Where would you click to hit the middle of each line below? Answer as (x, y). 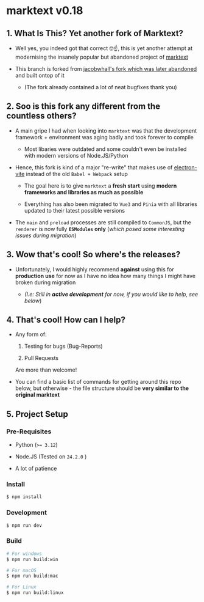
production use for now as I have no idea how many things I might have (105, 276)
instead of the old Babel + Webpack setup (77, 174)
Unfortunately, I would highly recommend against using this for (95, 269)
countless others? (42, 116)
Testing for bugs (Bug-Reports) (63, 347)
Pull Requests (41, 358)
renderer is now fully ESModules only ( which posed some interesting (100, 229)
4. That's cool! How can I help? (66, 320)
